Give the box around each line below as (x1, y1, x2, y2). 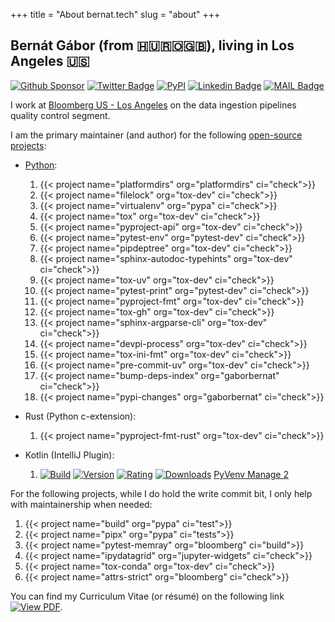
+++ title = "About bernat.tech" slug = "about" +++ (10, 9, 221, 20)
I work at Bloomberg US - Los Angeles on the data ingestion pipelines (10, 99, 297, 111)
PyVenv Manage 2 (213, 468, 289, 480)
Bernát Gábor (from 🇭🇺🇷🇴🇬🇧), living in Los (10, 37, 295, 54)
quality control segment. (10, 109, 111, 121)
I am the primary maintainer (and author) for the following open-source (10, 129, 303, 141)
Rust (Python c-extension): (24, 410, 137, 422)
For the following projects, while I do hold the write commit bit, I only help (10, 487, 313, 499)
